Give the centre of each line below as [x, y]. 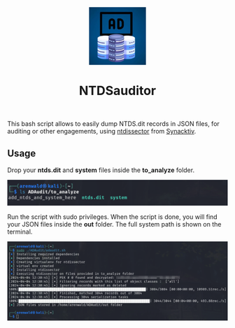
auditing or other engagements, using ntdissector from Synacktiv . [102, 131]
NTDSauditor [117, 91]
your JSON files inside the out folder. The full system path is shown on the [114, 224]
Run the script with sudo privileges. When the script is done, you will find [113, 217]
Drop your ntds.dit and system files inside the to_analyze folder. [101, 170]
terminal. [20, 231]
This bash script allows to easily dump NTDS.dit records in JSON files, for [114, 124]
